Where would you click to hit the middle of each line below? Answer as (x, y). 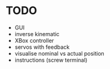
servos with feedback (42, 47)
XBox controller (34, 40)
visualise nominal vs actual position (60, 53)
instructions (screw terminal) (51, 60)
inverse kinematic (37, 34)
